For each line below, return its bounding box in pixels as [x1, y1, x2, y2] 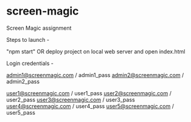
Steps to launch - [6, 36, 50, 43]
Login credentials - [6, 59, 54, 67]
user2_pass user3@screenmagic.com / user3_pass [6, 96, 135, 103]
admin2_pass [6, 78, 40, 85]
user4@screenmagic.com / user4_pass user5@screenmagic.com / [6, 102, 175, 110]
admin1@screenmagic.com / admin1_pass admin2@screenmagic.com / [6, 71, 184, 78]
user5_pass [6, 109, 35, 116]
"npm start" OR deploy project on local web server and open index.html [6, 47, 186, 55]
